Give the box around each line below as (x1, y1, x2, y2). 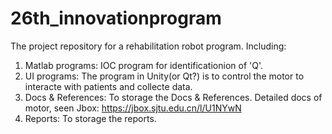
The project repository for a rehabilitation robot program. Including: (10, 40, 287, 52)
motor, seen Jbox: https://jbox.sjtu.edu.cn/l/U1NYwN (24, 102, 242, 114)
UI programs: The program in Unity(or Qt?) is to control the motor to (24, 70, 305, 82)
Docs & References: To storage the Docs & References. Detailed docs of (24, 91, 323, 103)
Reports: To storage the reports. (24, 112, 157, 124)
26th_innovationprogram (10, 7, 222, 30)
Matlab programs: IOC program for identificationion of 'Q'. (24, 59, 263, 71)
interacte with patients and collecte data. (24, 80, 193, 92)
